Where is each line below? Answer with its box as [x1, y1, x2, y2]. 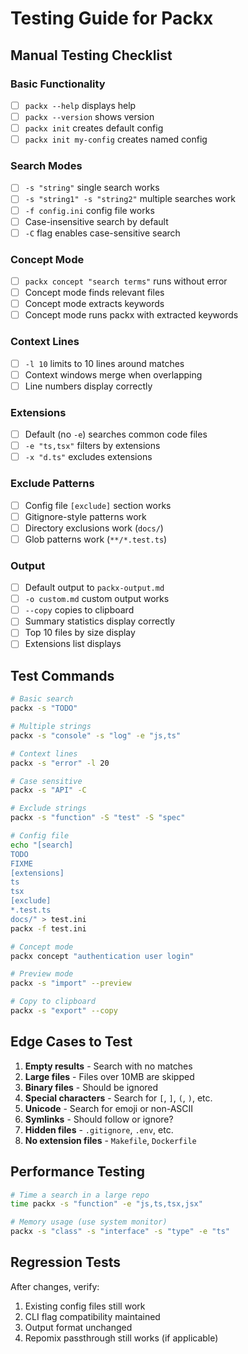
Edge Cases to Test [10, 1033, 133, 1051]
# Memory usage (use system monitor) [10, 1217, 168, 1227]
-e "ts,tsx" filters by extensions [24, 440, 161, 452]
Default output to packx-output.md [24, 582, 165, 594]
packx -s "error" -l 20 [10, 758, 110, 768]
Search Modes [10, 159, 83, 173]
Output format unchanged [24, 1321, 133, 1333]
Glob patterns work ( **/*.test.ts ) [24, 533, 168, 545]
